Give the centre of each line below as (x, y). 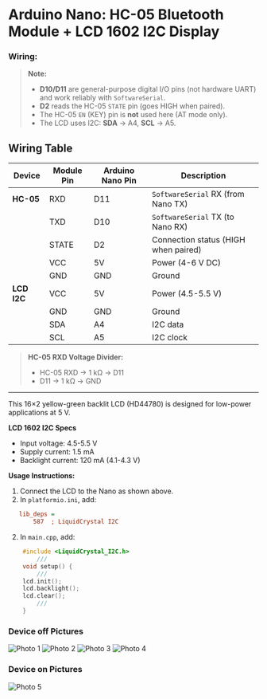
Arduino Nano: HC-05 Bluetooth (116, 15)
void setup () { (48, 566)
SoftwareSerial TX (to (193, 217)
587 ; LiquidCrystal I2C (76, 522)
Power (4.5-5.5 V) (187, 294)
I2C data (168, 324)
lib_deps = (37, 514)
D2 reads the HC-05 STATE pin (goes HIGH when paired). (132, 106)
